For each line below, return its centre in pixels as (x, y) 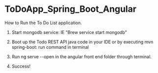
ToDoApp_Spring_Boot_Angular (71, 9)
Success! (21, 66)
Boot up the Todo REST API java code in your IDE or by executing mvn (82, 42)
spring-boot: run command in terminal (50, 47)
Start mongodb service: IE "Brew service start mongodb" (69, 32)
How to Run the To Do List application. (43, 23)
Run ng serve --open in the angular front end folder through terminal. (81, 56)
